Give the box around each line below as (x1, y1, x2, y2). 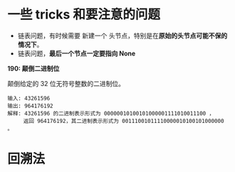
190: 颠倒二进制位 (7, 64, 60, 72)
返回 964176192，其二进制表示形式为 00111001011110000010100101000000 (23, 117, 224, 124)
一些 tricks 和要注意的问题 (7, 6, 161, 23)
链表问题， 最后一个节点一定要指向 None (17, 49, 136, 58)
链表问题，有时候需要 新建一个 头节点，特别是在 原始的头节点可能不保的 (17, 31, 228, 40)
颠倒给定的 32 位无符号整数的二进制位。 (7, 79, 125, 87)
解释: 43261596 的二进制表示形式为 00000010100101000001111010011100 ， (7, 109, 215, 117)
